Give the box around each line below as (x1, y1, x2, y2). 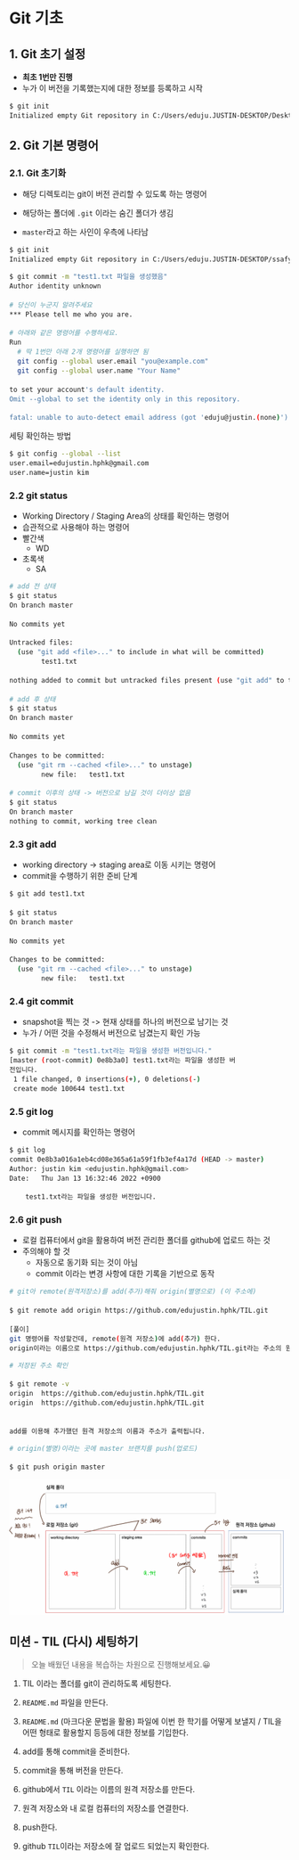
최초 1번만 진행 (21, 72, 73, 82)
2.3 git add (9, 838, 57, 850)
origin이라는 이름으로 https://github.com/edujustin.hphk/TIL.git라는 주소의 (9, 1343, 282, 1353)
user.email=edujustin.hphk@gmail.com (9, 459, 149, 468)
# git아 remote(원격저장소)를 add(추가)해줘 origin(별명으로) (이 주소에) (9, 1287, 257, 1297)
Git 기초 (9, 8, 64, 29)
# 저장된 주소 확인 (9, 1361, 69, 1370)
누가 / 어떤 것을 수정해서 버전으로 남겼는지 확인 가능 (21, 1028, 201, 1038)
